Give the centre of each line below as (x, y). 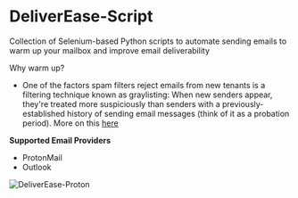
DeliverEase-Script (81, 16)
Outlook (37, 167)
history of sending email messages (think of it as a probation (178, 113)
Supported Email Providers (60, 140)
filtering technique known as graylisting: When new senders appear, (147, 95)
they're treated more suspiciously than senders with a (121, 103)
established (43, 113)
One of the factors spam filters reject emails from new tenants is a (144, 85)
